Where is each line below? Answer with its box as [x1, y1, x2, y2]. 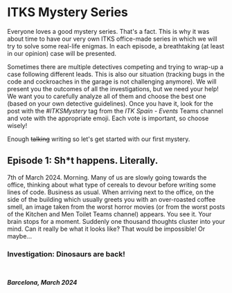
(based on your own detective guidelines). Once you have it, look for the [7, 99, 213, 108]
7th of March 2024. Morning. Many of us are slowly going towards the [7, 173, 207, 181]
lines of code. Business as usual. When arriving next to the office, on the [7, 188, 215, 196]
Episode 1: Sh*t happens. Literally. [7, 155, 159, 167]
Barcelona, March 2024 [7, 278, 78, 287]
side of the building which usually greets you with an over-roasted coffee [7, 195, 216, 203]
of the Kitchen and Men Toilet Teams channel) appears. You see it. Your [7, 209, 212, 218]
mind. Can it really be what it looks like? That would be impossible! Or [7, 225, 206, 233]
